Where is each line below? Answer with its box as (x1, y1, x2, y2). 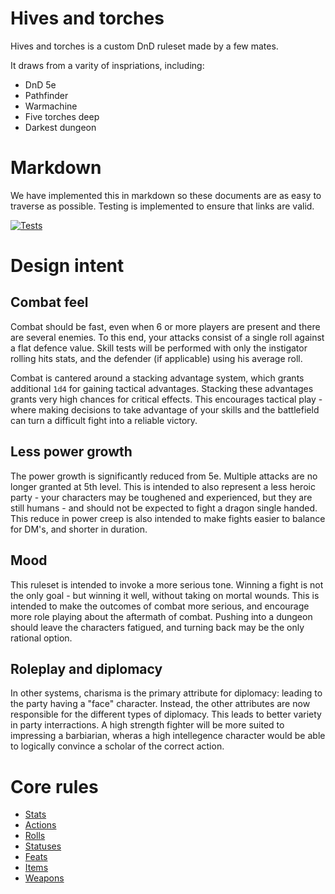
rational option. (10, 632, 73, 644)
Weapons (24, 872, 65, 884)
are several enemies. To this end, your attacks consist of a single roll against (10, 331, 325, 343)
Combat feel (10, 294, 89, 311)
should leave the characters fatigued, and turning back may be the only (10, 621, 305, 633)
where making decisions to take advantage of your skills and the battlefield (10, 403, 320, 416)
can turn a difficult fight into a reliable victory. (10, 414, 198, 426)
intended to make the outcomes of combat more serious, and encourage (10, 600, 310, 612)
